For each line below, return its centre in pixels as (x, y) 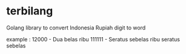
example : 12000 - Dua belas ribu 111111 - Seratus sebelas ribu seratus (93, 39)
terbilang (30, 11)
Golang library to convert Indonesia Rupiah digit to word (76, 28)
